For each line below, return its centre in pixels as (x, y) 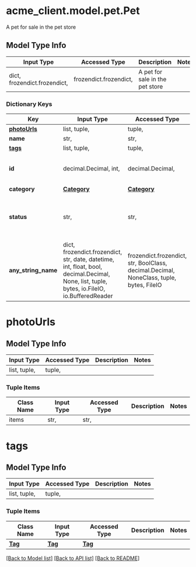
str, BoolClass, (147, 263)
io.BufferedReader (88, 296)
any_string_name (33, 271)
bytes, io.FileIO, (84, 289)
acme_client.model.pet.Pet (73, 11)
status (18, 217)
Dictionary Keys (29, 104)
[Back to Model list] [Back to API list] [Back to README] (73, 558)
